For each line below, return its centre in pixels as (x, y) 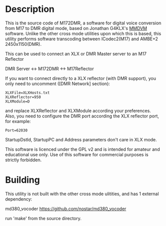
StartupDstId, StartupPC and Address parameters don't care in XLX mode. (81, 139)
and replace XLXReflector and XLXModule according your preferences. (78, 111)
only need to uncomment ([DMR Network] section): (58, 84)
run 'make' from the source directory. (43, 218)
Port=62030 (16, 130)
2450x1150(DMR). (23, 44)
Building (23, 180)
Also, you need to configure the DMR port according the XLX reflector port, (82, 116)
